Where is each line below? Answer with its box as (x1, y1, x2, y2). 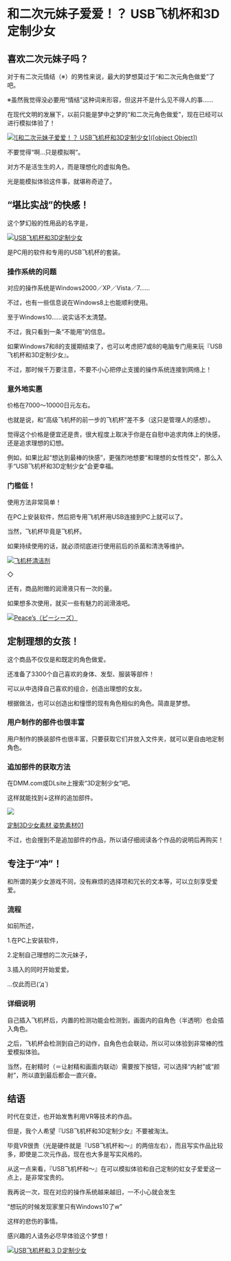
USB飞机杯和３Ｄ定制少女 (14, 1247, 87, 1255)
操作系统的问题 (7, 267, 57, 276)
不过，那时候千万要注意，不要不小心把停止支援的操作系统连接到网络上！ (7, 366, 212, 374)
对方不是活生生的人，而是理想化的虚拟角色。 (7, 163, 134, 170)
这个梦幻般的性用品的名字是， (7, 219, 91, 227)
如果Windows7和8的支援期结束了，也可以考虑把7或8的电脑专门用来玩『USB (7, 342, 223, 350)
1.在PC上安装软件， (7, 936, 62, 945)
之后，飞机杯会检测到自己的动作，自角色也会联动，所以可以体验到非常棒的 (7, 1039, 218, 1047)
